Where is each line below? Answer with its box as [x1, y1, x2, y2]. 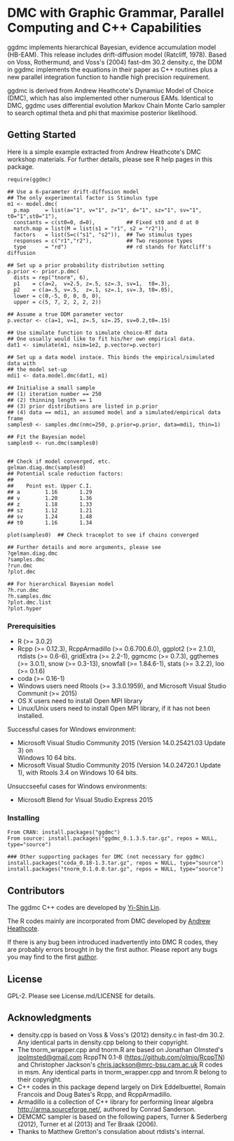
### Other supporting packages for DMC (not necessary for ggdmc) [7, 853, 205, 861]
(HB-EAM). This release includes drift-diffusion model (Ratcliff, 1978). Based [7, 50, 227, 59]
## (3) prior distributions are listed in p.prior [7, 403, 158, 410]
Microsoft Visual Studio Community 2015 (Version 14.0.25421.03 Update [17, 739, 226, 747]
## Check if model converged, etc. [7, 457, 111, 465]
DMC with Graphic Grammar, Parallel [7, 5, 224, 21]
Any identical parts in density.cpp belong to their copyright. [17, 1038, 189, 1046]
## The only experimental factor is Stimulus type [7, 194, 158, 201]
